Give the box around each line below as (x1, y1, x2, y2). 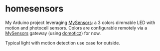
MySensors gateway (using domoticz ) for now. (5, 30, 101, 36)
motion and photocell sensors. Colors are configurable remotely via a (5, 24, 148, 30)
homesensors (5, 3, 64, 14)
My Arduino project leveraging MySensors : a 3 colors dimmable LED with (5, 19, 156, 25)
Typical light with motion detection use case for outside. (5, 39, 121, 45)
